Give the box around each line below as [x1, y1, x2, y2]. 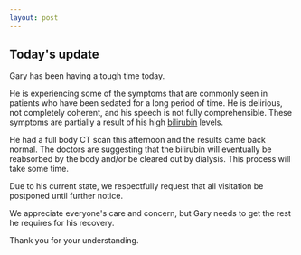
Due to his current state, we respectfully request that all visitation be [9, 181, 264, 192]
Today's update [9, 47, 99, 62]
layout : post [9, 13, 59, 23]
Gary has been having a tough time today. [9, 71, 165, 81]
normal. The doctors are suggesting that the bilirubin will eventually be [9, 144, 272, 155]
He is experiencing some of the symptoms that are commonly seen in [9, 88, 268, 99]
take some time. [9, 164, 70, 175]
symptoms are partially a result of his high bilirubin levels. [9, 117, 224, 127]
